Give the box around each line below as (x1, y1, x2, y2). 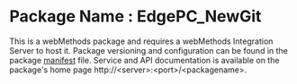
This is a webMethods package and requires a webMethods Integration (9, 36, 274, 46)
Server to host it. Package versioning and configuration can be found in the (9, 45, 288, 55)
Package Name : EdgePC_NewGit (9, 6, 262, 27)
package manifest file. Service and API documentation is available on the (9, 55, 280, 65)
